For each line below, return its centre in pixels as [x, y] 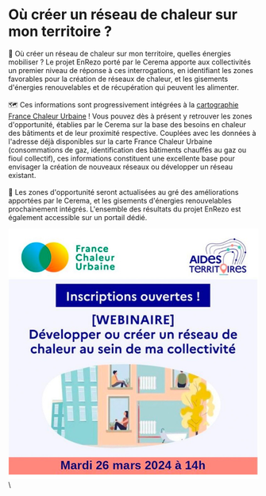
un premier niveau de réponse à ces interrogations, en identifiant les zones [131, 70]
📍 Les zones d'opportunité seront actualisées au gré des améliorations [123, 192]
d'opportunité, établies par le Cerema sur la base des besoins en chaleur [127, 124]
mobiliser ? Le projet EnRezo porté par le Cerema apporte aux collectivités [130, 62]
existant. [22, 175]
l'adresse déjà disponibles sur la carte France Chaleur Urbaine [110, 141]
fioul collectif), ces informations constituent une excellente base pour [122, 158]
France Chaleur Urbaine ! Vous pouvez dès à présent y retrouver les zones [130, 116]
